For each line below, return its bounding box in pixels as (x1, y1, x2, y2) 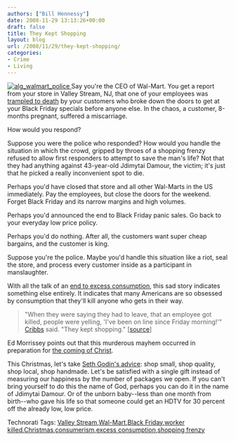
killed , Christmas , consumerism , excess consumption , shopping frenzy (7, 426, 205, 434)
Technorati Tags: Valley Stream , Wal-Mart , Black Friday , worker (7, 418, 185, 426)
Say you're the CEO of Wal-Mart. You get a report (71, 81, 215, 90)
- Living (7, 62, 33, 70)
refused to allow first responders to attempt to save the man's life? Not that (7, 154, 225, 162)
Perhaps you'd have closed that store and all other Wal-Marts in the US (7, 182, 213, 190)
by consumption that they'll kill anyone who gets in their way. (7, 296, 184, 305)
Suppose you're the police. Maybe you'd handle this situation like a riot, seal (7, 253, 228, 261)
